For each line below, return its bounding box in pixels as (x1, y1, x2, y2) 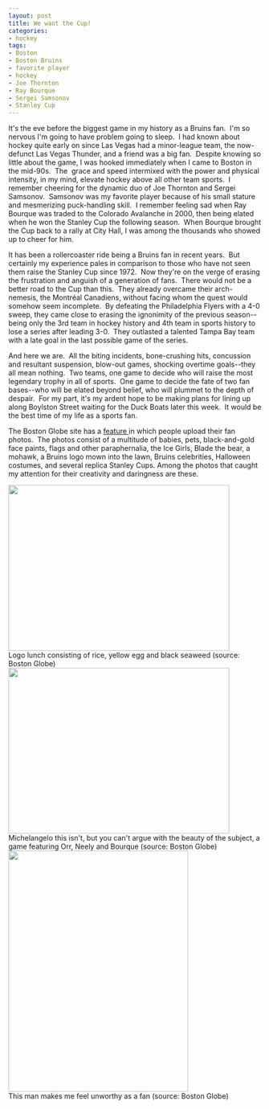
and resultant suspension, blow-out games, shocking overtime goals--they (8, 359, 256, 370)
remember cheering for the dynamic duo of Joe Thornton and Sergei (8, 183, 236, 193)
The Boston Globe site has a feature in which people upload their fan (8, 427, 235, 436)
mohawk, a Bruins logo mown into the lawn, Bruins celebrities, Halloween (8, 452, 251, 462)
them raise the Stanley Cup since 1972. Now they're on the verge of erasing (8, 267, 261, 277)
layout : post (8, 11, 52, 20)
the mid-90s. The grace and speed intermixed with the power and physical (8, 166, 259, 176)
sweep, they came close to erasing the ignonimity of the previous (8, 310, 225, 320)
